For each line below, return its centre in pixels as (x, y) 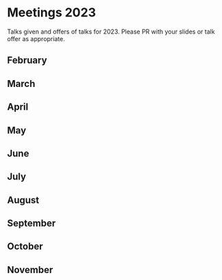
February (27, 61)
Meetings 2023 (51, 13)
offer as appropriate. (36, 38)
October (25, 247)
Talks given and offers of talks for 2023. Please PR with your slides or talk (111, 31)
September (32, 224)
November (30, 269)
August (23, 200)
